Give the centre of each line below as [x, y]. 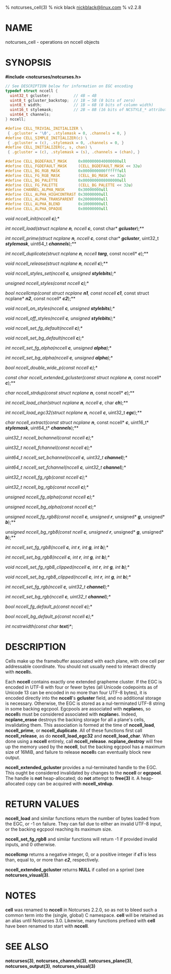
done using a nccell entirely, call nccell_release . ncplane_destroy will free [84, 741]
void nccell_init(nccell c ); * [33, 218]
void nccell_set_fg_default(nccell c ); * [44, 328]
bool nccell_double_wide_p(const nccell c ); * [52, 367]
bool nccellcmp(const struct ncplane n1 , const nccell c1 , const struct [77, 293]
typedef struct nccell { [32, 91]
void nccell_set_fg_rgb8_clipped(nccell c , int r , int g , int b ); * [67, 567]
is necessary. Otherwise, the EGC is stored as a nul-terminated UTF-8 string [85, 703]
